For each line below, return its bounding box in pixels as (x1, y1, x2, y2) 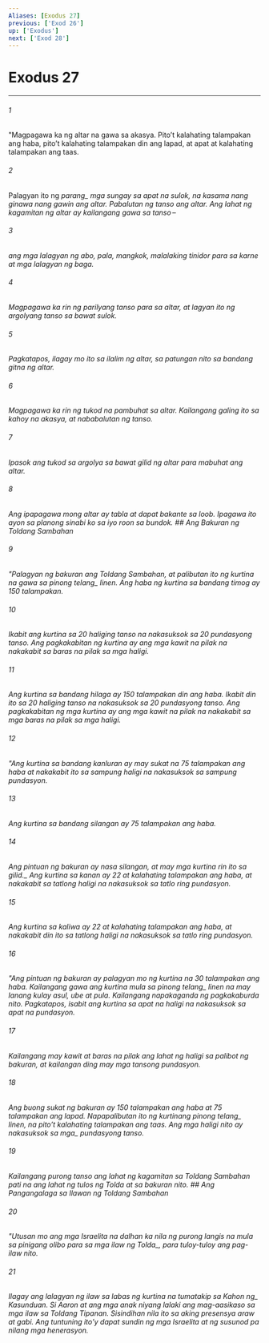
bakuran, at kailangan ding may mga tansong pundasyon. (8, 1059, 201, 1069)
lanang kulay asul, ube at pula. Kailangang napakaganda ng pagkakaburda (8, 990, 259, 1000)
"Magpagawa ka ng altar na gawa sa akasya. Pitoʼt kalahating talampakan (8, 130, 251, 140)
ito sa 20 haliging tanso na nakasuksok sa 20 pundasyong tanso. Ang (8, 698, 240, 708)
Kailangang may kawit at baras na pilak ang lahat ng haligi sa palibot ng (8, 1051, 249, 1060)
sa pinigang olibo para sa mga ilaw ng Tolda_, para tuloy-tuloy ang (8, 1240, 231, 1250)
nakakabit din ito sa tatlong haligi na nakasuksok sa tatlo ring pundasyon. (8, 930, 254, 940)
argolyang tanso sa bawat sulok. (8, 311, 118, 321)
